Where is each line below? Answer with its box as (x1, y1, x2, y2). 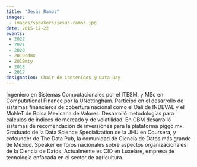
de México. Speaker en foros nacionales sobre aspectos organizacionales (6, 142, 187, 149)
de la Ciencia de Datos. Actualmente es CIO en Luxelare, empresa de (6, 147, 175, 155)
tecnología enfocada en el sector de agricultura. (6, 154, 124, 161)
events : (6, 31, 26, 37)
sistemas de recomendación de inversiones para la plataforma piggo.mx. (6, 123, 185, 130)
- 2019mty (8, 58, 33, 64)
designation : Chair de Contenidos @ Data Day (6, 75, 120, 81)
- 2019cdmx (8, 53, 36, 59)
